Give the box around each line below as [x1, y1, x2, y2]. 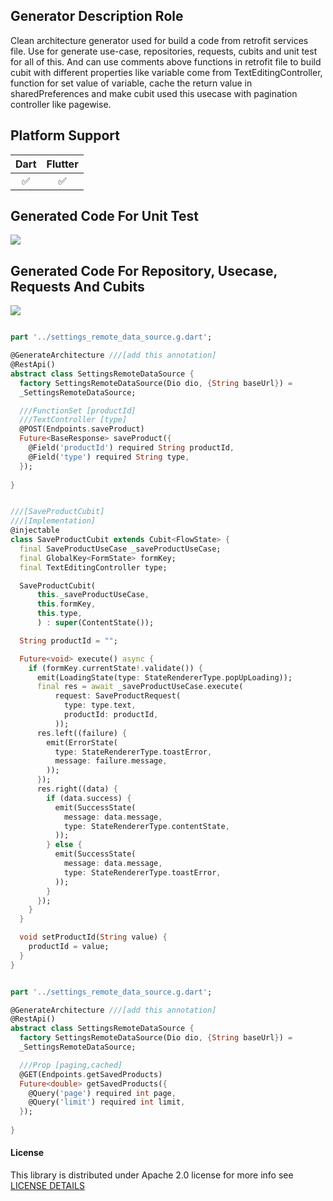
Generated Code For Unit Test [10, 208, 199, 225]
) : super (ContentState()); [36, 618, 155, 628]
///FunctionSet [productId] [19, 405, 137, 416]
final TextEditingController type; [19, 562, 168, 573]
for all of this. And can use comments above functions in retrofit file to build [10, 55, 322, 68]
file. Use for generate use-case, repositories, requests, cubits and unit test [10, 45, 318, 57]
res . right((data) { [36, 784, 118, 794]
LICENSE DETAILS [10, 1180, 85, 1192]
